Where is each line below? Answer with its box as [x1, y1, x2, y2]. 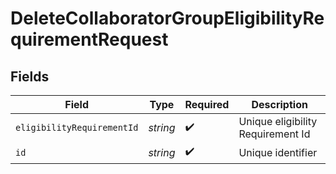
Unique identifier [238, 145, 318, 159]
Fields [10, 68, 50, 85]
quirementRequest [10, 28, 169, 51]
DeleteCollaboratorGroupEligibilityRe [10, 7, 325, 30]
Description [251, 98, 308, 111]
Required [184, 98, 230, 111]
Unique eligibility [238, 115, 318, 128]
